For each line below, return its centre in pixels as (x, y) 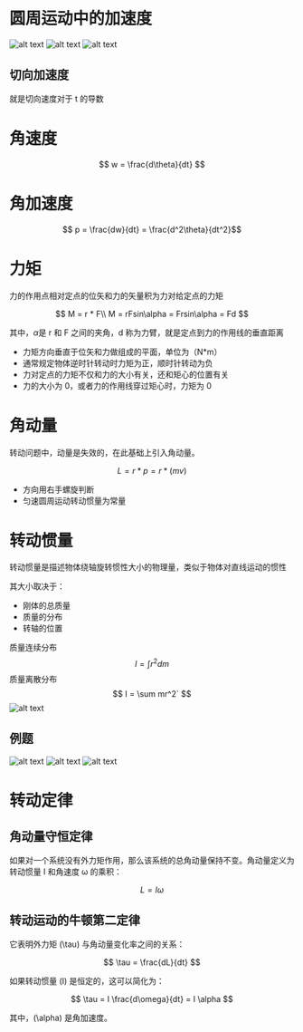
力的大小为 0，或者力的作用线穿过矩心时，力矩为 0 (117, 385)
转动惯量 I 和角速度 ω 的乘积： (66, 872)
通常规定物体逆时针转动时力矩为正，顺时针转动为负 (118, 362)
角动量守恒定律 (51, 837)
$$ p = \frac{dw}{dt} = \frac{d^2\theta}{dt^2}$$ (152, 229)
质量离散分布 (33, 680)
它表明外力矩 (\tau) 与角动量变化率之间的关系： (97, 944)
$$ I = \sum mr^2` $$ (152, 694)
